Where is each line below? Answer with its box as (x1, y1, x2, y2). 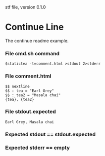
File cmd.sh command (5, 50, 60, 57)
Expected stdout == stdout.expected (5, 131, 96, 138)
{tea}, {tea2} (5, 97, 35, 102)
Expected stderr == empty (5, 144, 70, 151)
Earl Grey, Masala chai (5, 119, 54, 124)
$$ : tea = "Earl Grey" (5, 88, 54, 93)
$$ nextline (5, 84, 30, 89)
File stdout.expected (5, 108, 56, 115)
